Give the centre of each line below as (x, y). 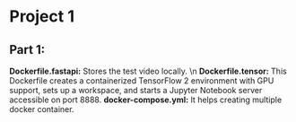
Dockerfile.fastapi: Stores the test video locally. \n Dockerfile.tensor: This (148, 71)
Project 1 (42, 17)
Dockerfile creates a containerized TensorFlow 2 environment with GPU (142, 81)
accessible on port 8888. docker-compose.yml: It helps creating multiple (146, 100)
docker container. (42, 109)
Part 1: (27, 50)
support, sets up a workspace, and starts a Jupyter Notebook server (136, 90)
